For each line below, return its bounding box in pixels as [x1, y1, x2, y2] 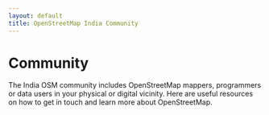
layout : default [8, 11, 63, 20]
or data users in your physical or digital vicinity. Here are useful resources [8, 89, 254, 99]
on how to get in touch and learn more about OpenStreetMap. [8, 97, 213, 107]
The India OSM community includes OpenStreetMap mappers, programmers [8, 80, 262, 90]
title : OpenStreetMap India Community [8, 19, 139, 27]
